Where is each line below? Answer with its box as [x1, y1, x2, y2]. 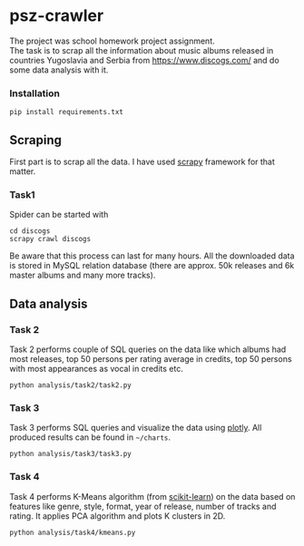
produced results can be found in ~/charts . [9, 432, 171, 443]
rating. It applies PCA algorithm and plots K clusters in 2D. [9, 510, 226, 522]
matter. [9, 166, 36, 177]
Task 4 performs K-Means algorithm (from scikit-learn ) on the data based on [9, 491, 296, 502]
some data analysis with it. [9, 64, 109, 75]
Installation [9, 87, 61, 100]
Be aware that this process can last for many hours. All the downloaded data [9, 250, 295, 261]
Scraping [9, 132, 62, 148]
